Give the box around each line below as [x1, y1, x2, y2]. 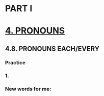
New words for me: [5, 85, 52, 92]
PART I [5, 3, 33, 14]
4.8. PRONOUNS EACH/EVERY [5, 44, 100, 53]
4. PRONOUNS [5, 25, 65, 37]
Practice [5, 59, 26, 66]
